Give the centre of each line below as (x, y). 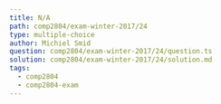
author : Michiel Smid (50, 43)
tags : (19, 69)
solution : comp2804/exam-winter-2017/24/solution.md (111, 60)
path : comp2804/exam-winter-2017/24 (78, 26)
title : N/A (30, 18)
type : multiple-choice (52, 34)
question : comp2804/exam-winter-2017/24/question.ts (111, 52)
